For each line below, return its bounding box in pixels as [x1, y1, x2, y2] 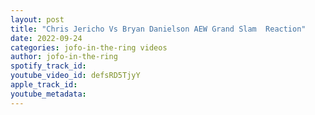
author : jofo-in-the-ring [10, 52, 118, 62]
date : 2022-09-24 [10, 33, 83, 43]
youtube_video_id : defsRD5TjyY [10, 71, 141, 81]
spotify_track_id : [10, 61, 87, 71]
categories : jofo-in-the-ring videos [10, 42, 168, 53]
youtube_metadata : [10, 89, 87, 99]
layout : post [10, 14, 65, 25]
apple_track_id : [10, 80, 78, 90]
